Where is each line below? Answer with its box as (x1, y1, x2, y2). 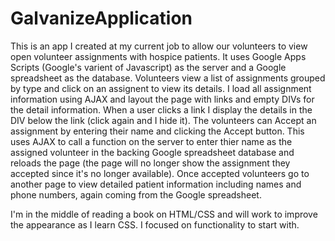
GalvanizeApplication (10, 7, 193, 30)
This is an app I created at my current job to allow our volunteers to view (10, 40, 308, 52)
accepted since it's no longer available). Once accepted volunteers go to (10, 167, 310, 179)
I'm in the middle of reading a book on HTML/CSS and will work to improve (10, 208, 318, 220)
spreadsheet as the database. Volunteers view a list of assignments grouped (10, 72, 326, 84)
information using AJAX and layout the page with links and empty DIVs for (10, 93, 315, 105)
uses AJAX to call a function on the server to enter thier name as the (10, 135, 293, 147)
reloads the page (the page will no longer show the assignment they (10, 157, 291, 169)
